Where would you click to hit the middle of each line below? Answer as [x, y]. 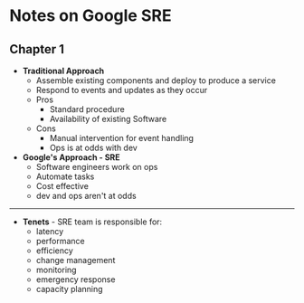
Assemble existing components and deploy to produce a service [156, 80]
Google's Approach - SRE [71, 157]
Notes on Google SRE [90, 16]
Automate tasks [65, 176]
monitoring [56, 270]
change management [76, 260]
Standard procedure [87, 109]
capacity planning [69, 289]
